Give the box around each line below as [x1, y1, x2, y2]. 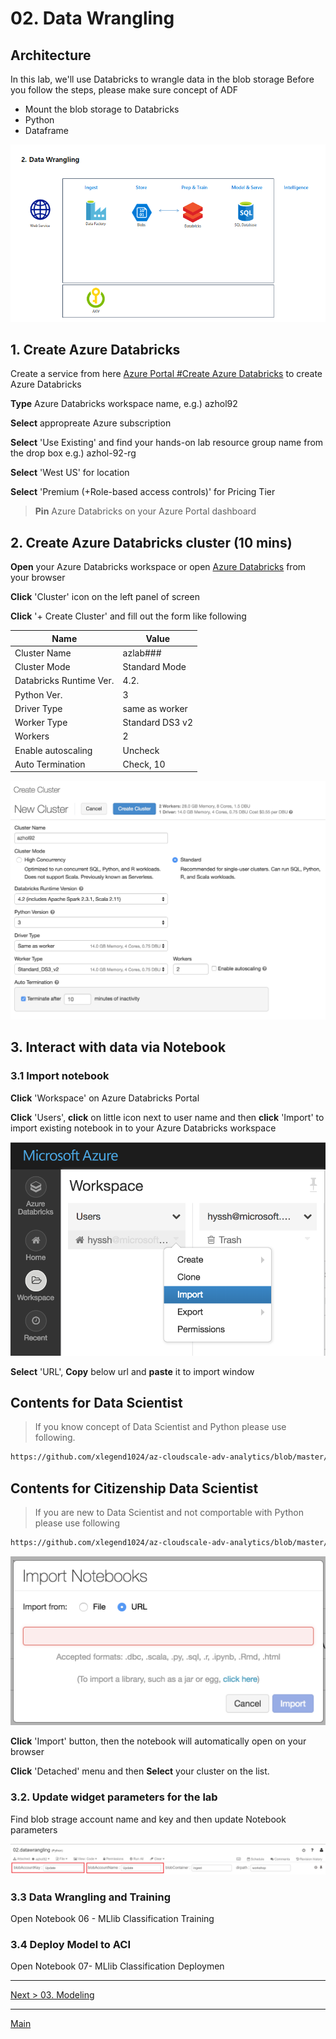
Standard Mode [122, 661, 187, 673]
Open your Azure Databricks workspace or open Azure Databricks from [10, 561, 307, 573]
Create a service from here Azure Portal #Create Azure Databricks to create [10, 368, 323, 380]
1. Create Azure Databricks [10, 341, 181, 358]
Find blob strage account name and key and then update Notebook [10, 1813, 287, 1825]
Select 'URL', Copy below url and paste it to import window [10, 1365, 255, 1377]
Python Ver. [14, 688, 63, 701]
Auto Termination [14, 758, 86, 770]
